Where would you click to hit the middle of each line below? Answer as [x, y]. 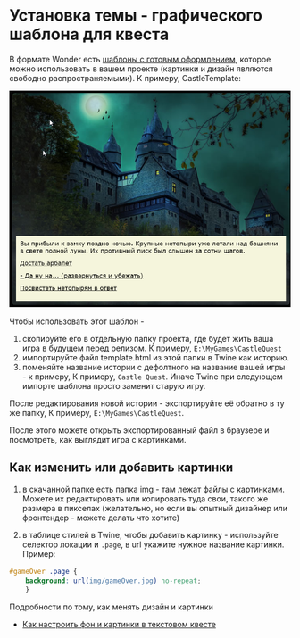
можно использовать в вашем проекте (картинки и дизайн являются [142, 69]
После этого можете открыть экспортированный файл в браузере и [139, 430]
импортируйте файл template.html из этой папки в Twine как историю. [156, 357]
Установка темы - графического [136, 16]
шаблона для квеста [89, 34]
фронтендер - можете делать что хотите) [101, 518]
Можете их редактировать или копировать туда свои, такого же [145, 498]
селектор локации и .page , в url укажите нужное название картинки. [153, 544]
